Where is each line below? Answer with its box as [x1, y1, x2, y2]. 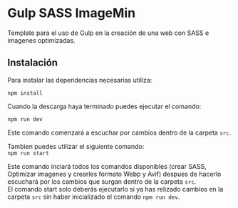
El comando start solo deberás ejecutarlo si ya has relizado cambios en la [7, 184, 224, 193]
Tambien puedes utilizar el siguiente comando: [7, 142, 145, 150]
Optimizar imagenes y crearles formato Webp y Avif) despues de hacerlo [7, 170, 222, 178]
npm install [7, 89, 43, 97]
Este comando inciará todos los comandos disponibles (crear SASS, [7, 162, 207, 170]
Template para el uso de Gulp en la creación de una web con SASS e [7, 28, 209, 37]
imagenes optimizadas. [7, 36, 76, 44]
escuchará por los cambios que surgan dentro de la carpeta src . [7, 177, 197, 186]
